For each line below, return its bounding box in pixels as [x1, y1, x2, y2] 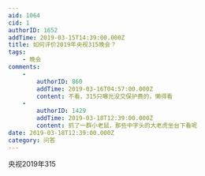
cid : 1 [8, 19, 30, 27]
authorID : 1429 [36, 107, 87, 115]
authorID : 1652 [8, 26, 58, 34]
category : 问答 [8, 136, 56, 144]
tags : [8, 48, 26, 56]
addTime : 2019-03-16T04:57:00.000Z [36, 84, 154, 93]
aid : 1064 [8, 11, 41, 20]
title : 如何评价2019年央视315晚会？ [8, 41, 117, 49]
